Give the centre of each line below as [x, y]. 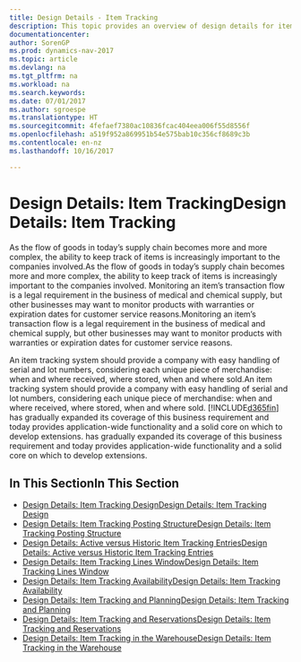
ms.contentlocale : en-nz [56, 143]
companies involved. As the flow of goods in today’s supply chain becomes [147, 266]
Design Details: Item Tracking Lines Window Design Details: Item [140, 562]
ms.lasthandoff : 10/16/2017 [62, 151]
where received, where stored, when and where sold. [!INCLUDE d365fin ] [144, 407]
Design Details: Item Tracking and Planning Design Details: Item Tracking [155, 600]
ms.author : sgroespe [48, 109]
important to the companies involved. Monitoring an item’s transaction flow [147, 285]
